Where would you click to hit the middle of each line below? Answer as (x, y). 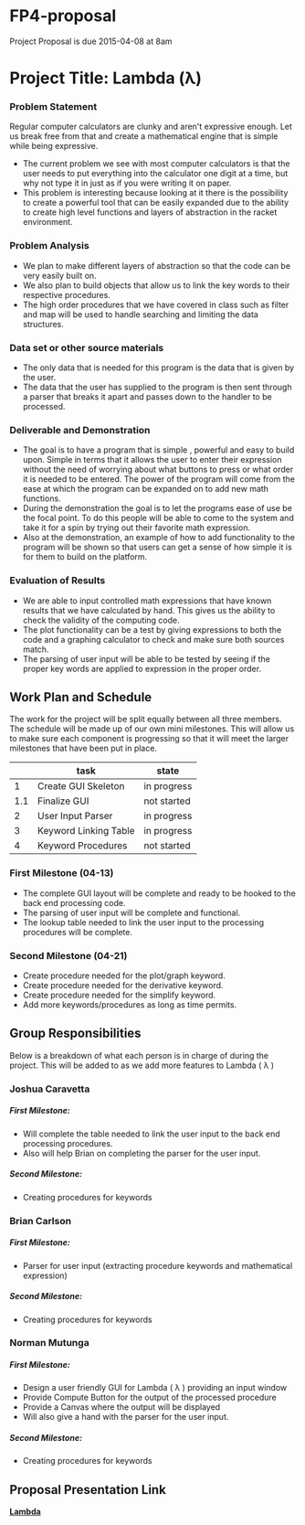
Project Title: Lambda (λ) (106, 78)
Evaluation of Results (58, 581)
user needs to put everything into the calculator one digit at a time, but (155, 174)
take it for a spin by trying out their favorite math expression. (137, 528)
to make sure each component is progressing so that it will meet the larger (149, 739)
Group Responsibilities (75, 1034)
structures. (43, 324)
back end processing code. (74, 902)
